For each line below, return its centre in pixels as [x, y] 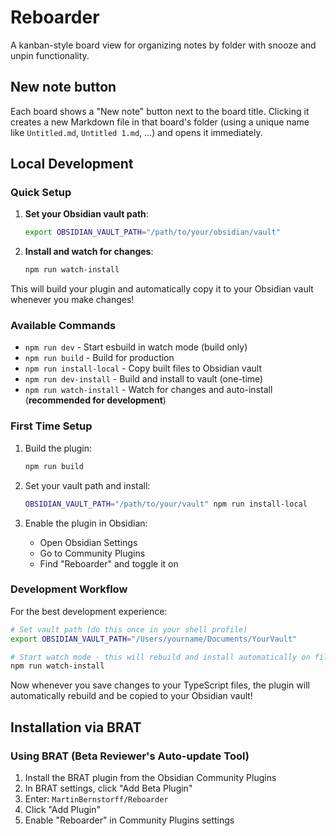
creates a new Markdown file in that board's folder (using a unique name [160, 122]
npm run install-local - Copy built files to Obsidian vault [143, 368]
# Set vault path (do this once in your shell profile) [129, 629]
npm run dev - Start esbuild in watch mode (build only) [136, 347]
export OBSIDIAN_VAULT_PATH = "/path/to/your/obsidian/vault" [152, 232]
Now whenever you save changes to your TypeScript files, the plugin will [160, 685]
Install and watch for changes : [89, 252]
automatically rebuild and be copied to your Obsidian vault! [131, 696]
